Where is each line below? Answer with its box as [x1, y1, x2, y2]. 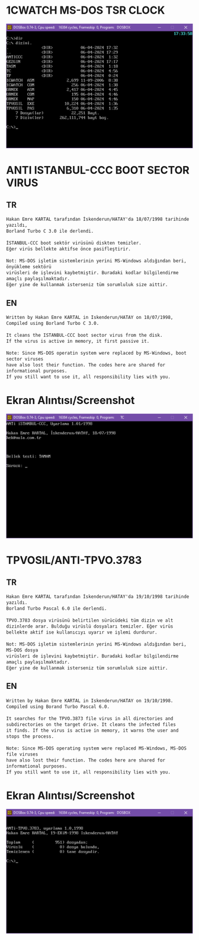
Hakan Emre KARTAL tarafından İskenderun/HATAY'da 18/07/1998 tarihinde [6, 217, 190, 223]
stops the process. [6, 733, 54, 740]
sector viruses [6, 356, 44, 362]
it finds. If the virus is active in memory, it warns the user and [6, 727, 179, 734]
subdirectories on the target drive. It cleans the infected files [6, 721, 176, 728]
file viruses [6, 751, 38, 757]
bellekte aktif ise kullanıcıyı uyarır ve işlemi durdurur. [6, 629, 158, 635]
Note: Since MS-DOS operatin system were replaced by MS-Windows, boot [6, 350, 187, 356]
